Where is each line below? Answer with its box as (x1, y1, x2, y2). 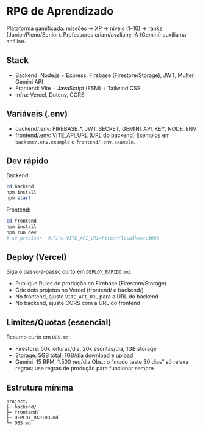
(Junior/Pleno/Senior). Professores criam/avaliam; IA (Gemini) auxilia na (6, 31, 187, 38)
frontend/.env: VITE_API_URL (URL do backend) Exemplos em (15, 131, 171, 139)
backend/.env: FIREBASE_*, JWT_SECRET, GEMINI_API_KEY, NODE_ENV (15, 125, 197, 132)
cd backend (6, 183, 34, 190)
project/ (6, 399, 29, 405)
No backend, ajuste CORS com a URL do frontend (15, 300, 140, 307)
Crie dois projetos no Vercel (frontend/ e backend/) (15, 286, 144, 294)
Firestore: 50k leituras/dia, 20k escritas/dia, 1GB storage (15, 345, 157, 353)
